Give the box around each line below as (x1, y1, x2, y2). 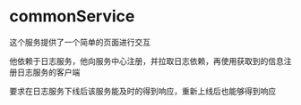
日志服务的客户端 (16, 67, 81, 77)
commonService (9, 6, 135, 27)
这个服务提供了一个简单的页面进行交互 (9, 36, 150, 47)
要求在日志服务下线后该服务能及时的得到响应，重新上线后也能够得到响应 (9, 85, 276, 96)
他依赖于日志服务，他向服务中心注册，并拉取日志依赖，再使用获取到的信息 (9, 55, 284, 66)
